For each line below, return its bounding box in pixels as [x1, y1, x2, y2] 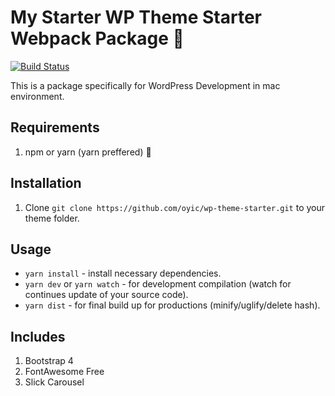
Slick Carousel [24, 376, 85, 388]
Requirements [10, 119, 100, 136]
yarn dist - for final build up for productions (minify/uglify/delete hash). [24, 299, 321, 311]
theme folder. [24, 212, 80, 224]
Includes [10, 328, 66, 345]
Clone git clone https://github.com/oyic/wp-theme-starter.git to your [24, 201, 326, 213]
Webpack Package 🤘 [10, 27, 185, 50]
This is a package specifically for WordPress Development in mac [10, 79, 281, 91]
